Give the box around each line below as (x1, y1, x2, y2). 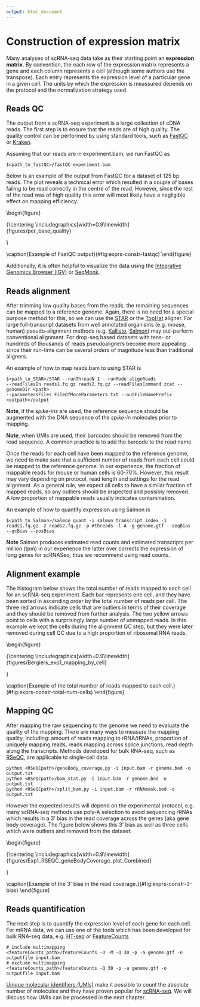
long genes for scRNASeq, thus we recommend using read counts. (6, 551, 170, 559)
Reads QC (6, 103, 44, 114)
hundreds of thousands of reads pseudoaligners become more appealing (6, 340, 186, 348)
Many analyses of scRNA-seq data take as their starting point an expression (6, 55, 195, 62)
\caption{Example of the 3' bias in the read (6, 880, 112, 887)
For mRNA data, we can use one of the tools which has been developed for (6, 926, 191, 933)
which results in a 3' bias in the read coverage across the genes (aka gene (6, 815, 189, 822)
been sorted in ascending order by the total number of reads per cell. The (6, 598, 187, 604)
